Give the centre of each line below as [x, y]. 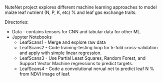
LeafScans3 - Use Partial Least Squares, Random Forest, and [82, 58]
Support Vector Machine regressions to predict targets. [76, 63]
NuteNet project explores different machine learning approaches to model [81, 7]
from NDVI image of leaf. [45, 74]
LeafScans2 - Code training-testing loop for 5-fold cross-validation [88, 47]
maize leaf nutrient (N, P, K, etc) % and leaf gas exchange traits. [71, 12]
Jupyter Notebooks [32, 37]
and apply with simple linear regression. [60, 53]
